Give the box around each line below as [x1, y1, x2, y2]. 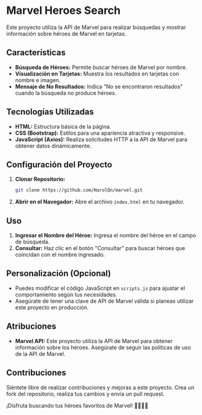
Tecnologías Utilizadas [6, 107, 94, 117]
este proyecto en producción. [15, 303, 89, 311]
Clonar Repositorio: [15, 176, 65, 183]
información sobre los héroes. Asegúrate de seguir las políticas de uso [15, 344, 192, 351]
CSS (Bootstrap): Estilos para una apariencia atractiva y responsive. [15, 129, 186, 137]
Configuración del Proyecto [6, 159, 112, 170]
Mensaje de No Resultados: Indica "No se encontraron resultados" [15, 83, 183, 90]
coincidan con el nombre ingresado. [15, 251, 105, 259]
